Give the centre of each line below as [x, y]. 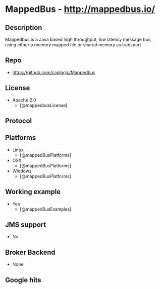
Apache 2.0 [24, 100]
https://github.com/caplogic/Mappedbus [54, 72]
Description [24, 28]
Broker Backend [30, 252]
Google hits [23, 280]
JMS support [26, 225]
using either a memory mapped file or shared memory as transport [73, 45]
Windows [22, 171]
